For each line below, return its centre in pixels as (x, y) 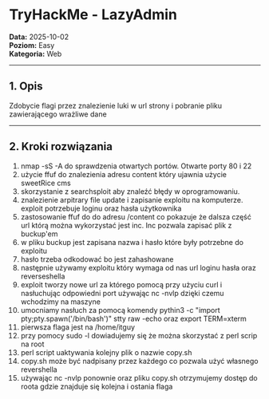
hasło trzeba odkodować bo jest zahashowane (97, 259)
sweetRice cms (45, 183)
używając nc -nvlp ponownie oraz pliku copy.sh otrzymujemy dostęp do (139, 377)
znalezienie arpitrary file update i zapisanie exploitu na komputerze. (132, 199)
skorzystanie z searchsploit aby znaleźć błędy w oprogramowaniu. (130, 191)
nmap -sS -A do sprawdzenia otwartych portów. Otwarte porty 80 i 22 (136, 166)
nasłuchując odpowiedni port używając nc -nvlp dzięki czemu (122, 293)
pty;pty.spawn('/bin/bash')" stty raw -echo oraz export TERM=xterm (133, 318)
